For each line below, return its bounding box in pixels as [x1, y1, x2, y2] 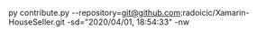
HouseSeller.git [8, 17, 65, 27]
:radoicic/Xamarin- [179, 8, 250, 18]
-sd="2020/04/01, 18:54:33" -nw [66, 17, 190, 27]
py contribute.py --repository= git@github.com [8, 8, 181, 18]
